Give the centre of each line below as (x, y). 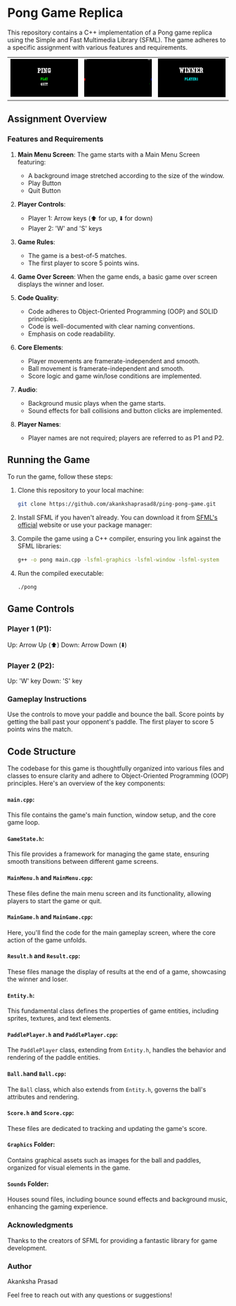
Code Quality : (38, 297)
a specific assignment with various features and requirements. (98, 47)
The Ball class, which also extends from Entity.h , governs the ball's (107, 1089)
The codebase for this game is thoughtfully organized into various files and (116, 768)
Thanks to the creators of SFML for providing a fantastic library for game (112, 1240)
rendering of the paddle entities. (54, 1058)
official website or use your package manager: (85, 525)
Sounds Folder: (28, 1184)
